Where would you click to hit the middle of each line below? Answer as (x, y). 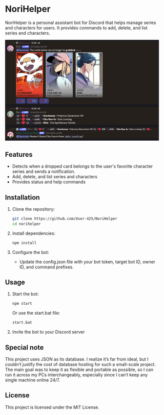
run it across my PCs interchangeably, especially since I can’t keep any (76, 375)
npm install (24, 243)
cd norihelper (26, 224)
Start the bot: (25, 294)
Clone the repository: (33, 209)
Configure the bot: (31, 252)
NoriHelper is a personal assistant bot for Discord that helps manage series (81, 23)
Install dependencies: (34, 233)
